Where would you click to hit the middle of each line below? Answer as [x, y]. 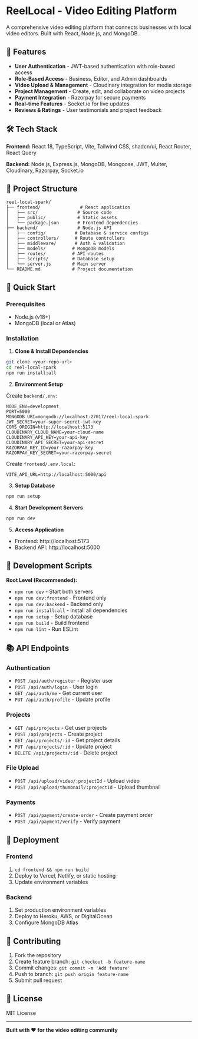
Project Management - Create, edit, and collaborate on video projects [100, 91]
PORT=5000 [18, 411]
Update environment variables [51, 882]
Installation [23, 338]
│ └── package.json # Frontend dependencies [72, 223]
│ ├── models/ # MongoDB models [60, 249]
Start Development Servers [49, 507]
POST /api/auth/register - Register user [64, 681]
